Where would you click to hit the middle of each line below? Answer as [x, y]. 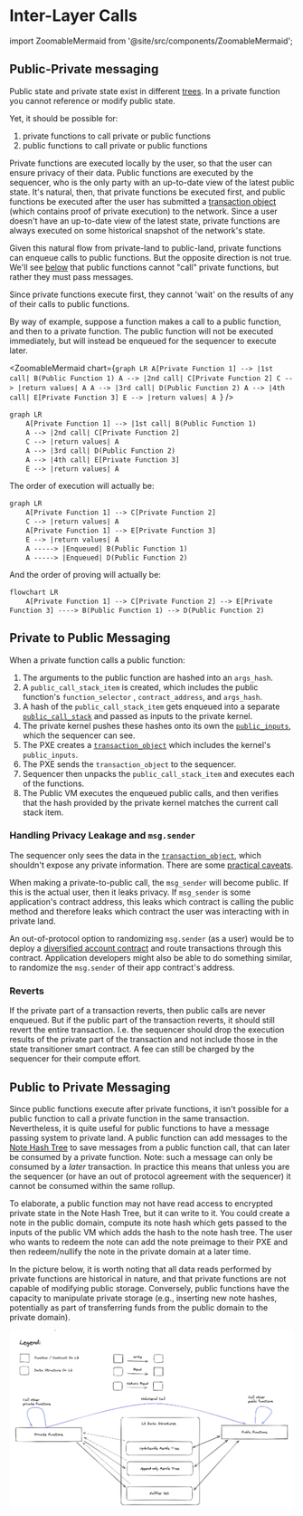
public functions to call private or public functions [115, 145]
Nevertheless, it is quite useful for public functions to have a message [139, 1127]
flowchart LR [34, 592]
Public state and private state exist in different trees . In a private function [145, 91]
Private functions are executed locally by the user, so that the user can [141, 163]
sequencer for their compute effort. [76, 1059]
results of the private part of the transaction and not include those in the [144, 1040]
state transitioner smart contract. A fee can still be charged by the [132, 1049]
